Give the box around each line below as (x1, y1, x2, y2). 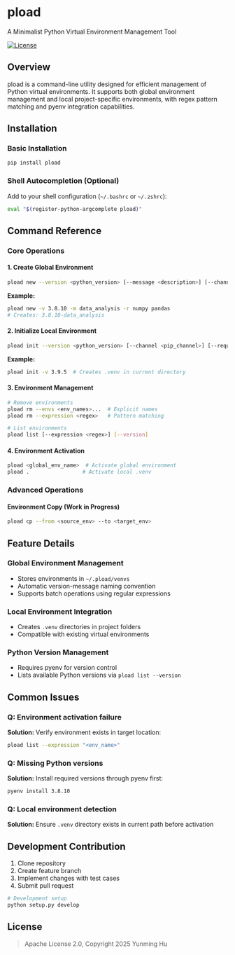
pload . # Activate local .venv (7, 469, 152, 476)
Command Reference (7, 225, 102, 237)
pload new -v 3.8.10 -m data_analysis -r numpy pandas (7, 305, 171, 312)
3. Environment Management (7, 383, 94, 392)
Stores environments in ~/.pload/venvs (17, 574, 130, 582)
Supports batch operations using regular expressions (17, 589, 171, 598)
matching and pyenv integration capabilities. (7, 102, 135, 111)
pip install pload (7, 159, 61, 167)
